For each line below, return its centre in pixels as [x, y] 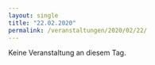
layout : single [33, 15]
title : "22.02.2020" [43, 23]
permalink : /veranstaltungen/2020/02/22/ [78, 30]
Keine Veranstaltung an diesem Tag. [67, 53]
